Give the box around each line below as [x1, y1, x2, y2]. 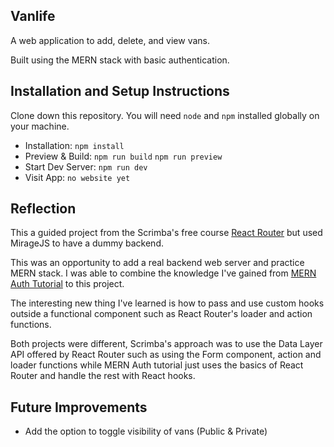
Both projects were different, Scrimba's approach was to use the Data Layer [10, 338, 323, 350]
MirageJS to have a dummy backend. [10, 237, 164, 249]
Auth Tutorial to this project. [10, 278, 125, 290]
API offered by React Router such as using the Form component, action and [10, 349, 322, 361]
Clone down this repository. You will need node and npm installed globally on [10, 109, 320, 121]
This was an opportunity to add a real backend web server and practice [10, 257, 305, 269]
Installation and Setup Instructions [10, 83, 230, 100]
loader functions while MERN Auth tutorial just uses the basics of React [10, 359, 304, 371]
